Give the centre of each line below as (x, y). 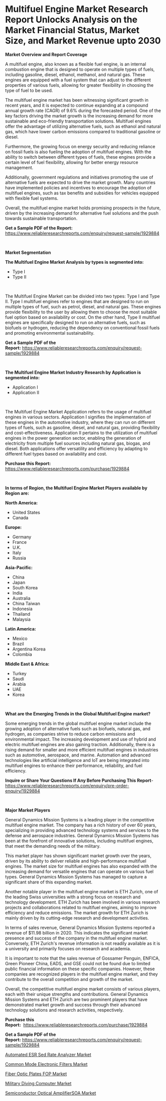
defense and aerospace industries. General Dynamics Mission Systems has (82, 835)
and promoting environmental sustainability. (50, 333)
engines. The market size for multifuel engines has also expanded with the (81, 866)
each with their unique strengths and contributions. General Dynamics (77, 994)
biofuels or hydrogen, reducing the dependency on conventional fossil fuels (83, 328)
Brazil (18, 643)
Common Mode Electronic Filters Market (46, 1064)
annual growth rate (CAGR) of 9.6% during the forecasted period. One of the (83, 111)
